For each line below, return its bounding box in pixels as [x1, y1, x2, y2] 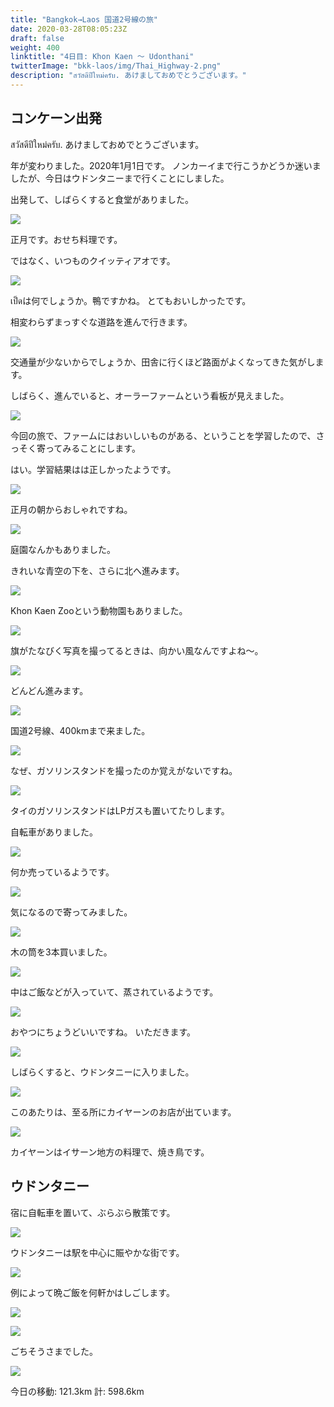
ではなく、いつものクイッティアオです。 [10, 254, 176, 266]
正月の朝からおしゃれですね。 [10, 503, 133, 515]
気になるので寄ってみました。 [10, 906, 133, 918]
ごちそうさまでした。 [10, 1345, 98, 1357]
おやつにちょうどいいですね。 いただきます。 [10, 1026, 197, 1038]
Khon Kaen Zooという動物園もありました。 [10, 604, 188, 616]
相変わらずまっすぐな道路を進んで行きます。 [10, 316, 193, 328]
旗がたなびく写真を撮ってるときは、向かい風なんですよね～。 [10, 644, 264, 656]
